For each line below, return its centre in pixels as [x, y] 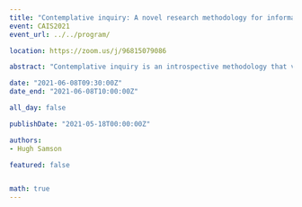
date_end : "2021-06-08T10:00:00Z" [74, 92]
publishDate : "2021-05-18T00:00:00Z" [80, 124]
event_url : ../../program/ [60, 34]
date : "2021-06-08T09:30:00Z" [66, 83]
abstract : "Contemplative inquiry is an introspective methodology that [148, 67]
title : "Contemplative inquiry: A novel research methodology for [136, 18]
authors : [26, 140]
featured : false [40, 165]
